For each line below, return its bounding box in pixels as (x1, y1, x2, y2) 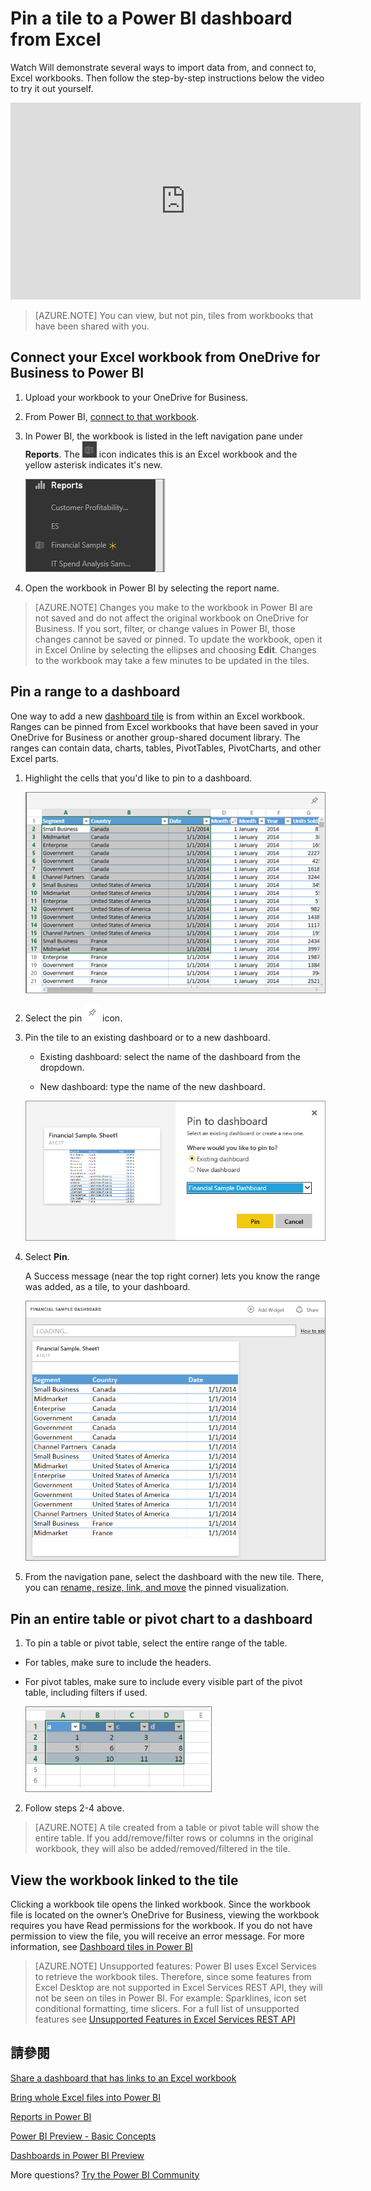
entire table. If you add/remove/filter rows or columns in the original (34, 1832, 314, 1844)
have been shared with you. (34, 320, 150, 332)
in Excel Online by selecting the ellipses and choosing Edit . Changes (34, 643, 317, 656)
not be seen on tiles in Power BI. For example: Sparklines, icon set (34, 1992, 307, 2004)
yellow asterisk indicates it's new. (24, 458, 163, 471)
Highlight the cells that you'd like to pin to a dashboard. (24, 772, 253, 784)
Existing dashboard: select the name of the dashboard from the (39, 1051, 301, 1063)
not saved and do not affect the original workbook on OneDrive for (34, 612, 310, 624)
